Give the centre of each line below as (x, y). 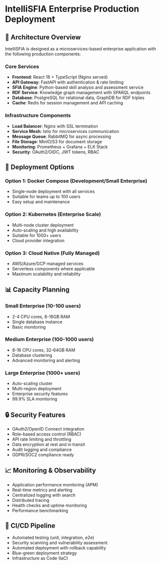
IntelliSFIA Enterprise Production (72, 9)
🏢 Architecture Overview (43, 37)
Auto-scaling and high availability (45, 230)
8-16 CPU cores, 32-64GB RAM (44, 350)
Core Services (22, 66)
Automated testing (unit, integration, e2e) (53, 537)
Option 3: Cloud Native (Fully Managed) (52, 253)
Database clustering (32, 355)
